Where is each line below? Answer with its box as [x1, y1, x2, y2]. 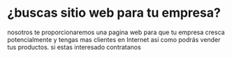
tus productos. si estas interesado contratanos [7, 43, 141, 51]
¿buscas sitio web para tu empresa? [7, 5, 222, 21]
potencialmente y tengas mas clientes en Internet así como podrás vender [7, 35, 221, 43]
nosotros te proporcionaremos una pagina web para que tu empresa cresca [7, 28, 225, 36]
